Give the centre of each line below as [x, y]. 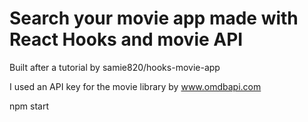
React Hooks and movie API [126, 39]
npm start [29, 106]
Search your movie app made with [154, 18]
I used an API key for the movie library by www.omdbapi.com [135, 86]
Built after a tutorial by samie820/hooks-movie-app [115, 67]
